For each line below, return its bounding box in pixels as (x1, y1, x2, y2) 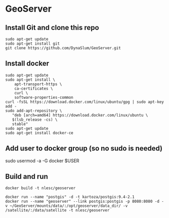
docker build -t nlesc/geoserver (5, 186, 76, 191)
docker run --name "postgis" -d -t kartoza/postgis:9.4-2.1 (5, 195, 135, 200)
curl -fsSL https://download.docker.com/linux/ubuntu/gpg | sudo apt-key (5, 99, 164, 104)
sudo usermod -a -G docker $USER (5, 158, 79, 164)
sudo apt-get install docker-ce (5, 130, 73, 135)
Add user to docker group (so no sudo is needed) (5, 144, 163, 153)
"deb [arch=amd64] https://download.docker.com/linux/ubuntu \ (12, 113, 148, 118)
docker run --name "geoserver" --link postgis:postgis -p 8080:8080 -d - (5, 199, 164, 204)
